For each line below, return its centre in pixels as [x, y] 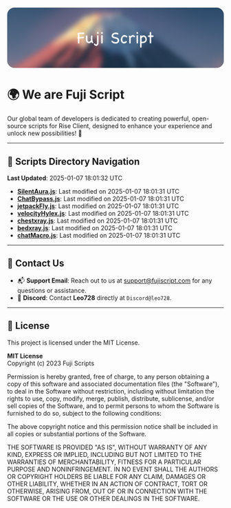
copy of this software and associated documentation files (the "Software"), [113, 384]
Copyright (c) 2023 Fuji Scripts [51, 363]
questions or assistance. [52, 290]
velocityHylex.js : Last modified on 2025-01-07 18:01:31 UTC [103, 214]
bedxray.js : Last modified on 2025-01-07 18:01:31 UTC [95, 228]
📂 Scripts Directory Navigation [74, 162]
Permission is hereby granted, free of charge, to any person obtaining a [108, 376]
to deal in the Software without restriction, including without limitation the [111, 391]
